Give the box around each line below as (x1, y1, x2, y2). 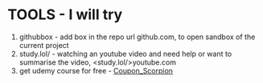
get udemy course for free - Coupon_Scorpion (18, 65, 174, 75)
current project (18, 40, 69, 49)
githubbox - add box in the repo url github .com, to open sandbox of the (18, 32, 256, 41)
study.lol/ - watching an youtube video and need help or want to (18, 49, 232, 58)
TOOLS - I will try (7, 6, 123, 24)
